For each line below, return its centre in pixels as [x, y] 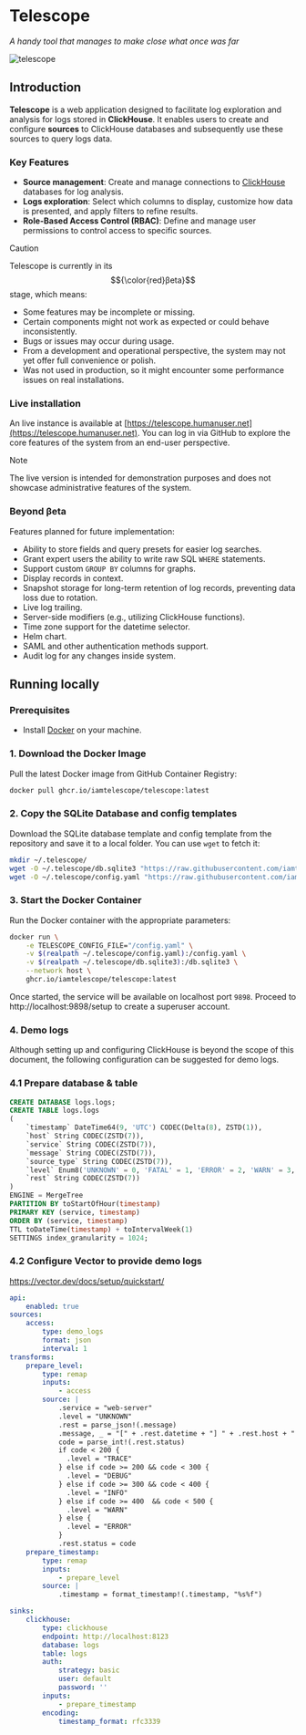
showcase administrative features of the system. [101, 488]
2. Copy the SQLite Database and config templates [123, 814]
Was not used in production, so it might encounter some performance [153, 370]
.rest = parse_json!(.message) [117, 1425]
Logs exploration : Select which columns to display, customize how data [158, 202]
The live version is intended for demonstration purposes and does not [140, 478]
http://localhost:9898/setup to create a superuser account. [120, 1006]
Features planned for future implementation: [92, 531]
